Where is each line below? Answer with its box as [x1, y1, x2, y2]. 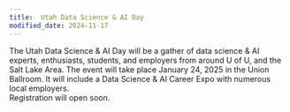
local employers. [9, 83, 70, 93]
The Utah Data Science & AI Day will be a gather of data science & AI [9, 45, 260, 56]
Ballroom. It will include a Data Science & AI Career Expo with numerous [9, 73, 271, 84]
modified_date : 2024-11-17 [9, 21, 109, 30]
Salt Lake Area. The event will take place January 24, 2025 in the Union [9, 63, 270, 75]
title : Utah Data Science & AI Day [9, 12, 144, 22]
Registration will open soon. [9, 92, 111, 102]
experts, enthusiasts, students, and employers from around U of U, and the [9, 55, 282, 65]
